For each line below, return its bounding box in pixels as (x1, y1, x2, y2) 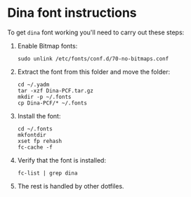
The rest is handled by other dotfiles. (17, 182, 124, 190)
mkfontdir (17, 131, 47, 138)
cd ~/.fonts (17, 125, 53, 133)
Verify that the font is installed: (17, 156, 107, 164)
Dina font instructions (7, 5, 137, 21)
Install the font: (17, 111, 61, 120)
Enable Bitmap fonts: (17, 41, 78, 50)
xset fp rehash (17, 137, 62, 144)
